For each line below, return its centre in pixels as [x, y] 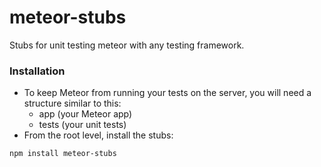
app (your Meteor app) [85, 114]
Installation [37, 71]
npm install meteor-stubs [63, 154]
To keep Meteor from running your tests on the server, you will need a [167, 93]
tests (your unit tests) [82, 125]
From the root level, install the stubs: [98, 135]
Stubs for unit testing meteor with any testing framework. [127, 45]
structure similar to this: [72, 103]
